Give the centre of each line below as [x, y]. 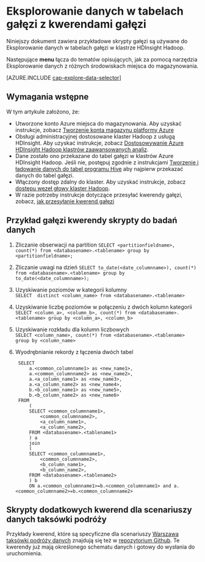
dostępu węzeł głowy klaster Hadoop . [63, 188]
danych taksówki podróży [56, 519]
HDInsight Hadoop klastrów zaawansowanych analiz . [82, 149]
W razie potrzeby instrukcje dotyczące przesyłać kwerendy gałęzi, [99, 195]
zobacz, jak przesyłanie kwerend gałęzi [65, 201]
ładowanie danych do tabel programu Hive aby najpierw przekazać [99, 168]
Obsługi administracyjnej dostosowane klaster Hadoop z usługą [95, 136]
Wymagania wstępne [48, 97]
